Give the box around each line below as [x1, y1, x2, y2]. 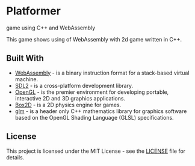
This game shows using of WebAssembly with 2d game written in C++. [6, 35, 182, 43]
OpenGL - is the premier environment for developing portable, [14, 88, 169, 96]
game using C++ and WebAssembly [6, 24, 96, 31]
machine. [14, 75, 39, 82]
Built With [6, 53, 44, 64]
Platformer [6, 4, 61, 18]
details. [6, 153, 25, 161]
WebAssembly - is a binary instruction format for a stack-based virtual [14, 69, 190, 76]
